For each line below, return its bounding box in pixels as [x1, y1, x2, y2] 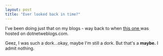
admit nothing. [5, 45, 35, 51]
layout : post [5, 7, 32, 12]
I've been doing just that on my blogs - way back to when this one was [5, 25, 149, 31]
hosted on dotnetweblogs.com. [5, 30, 69, 36]
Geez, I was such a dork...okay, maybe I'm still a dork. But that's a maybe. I [5, 40, 159, 46]
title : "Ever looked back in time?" [5, 12, 81, 17]
